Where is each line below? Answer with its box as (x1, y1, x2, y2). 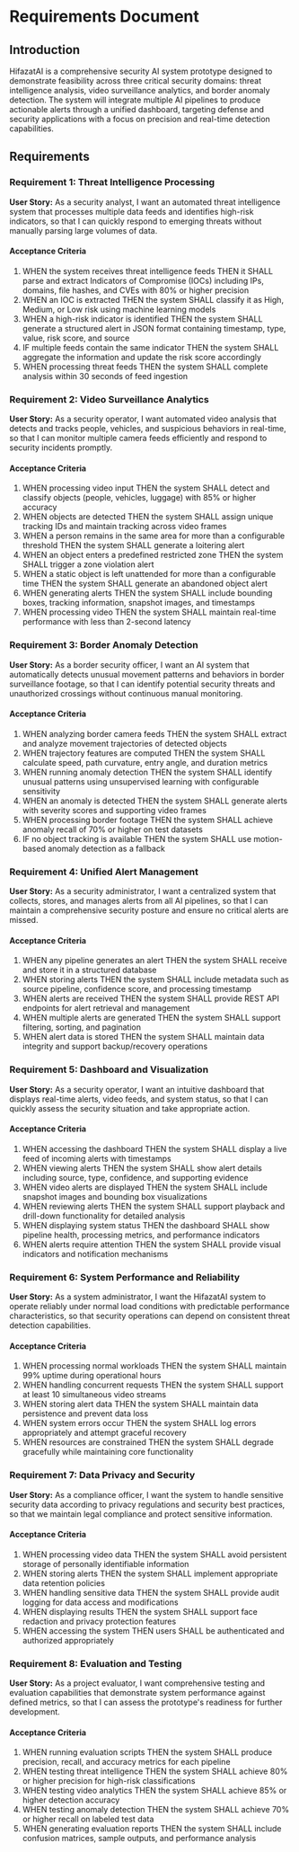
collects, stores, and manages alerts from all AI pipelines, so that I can (9, 896, 268, 907)
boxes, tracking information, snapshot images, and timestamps (22, 598, 256, 608)
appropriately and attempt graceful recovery (22, 1427, 187, 1439)
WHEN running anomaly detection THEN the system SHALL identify (22, 766, 272, 777)
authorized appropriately (22, 1635, 114, 1645)
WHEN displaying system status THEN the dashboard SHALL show (22, 1219, 270, 1230)
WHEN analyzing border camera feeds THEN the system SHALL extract (22, 728, 287, 739)
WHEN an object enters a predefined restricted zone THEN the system (22, 550, 284, 561)
